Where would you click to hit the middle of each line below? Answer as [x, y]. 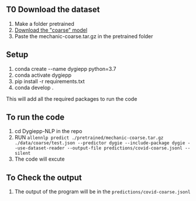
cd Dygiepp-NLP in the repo [48, 131]
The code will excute [39, 159]
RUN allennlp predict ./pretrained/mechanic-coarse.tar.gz [89, 138]
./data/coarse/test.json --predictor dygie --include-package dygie [100, 143]
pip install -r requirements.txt [49, 81]
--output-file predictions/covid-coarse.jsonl [125, 148]
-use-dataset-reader [39, 148]
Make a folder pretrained [44, 23]
